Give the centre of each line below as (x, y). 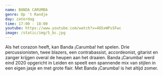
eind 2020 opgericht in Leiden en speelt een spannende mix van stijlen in (81, 63)
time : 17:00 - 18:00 (27, 24)
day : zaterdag (20, 19)
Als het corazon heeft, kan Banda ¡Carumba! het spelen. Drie (67, 47)
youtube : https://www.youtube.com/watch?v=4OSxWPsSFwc (63, 28)
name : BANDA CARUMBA (27, 10)
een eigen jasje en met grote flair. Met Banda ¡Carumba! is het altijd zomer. (82, 68)
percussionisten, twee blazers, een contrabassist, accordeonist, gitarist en (82, 52)
